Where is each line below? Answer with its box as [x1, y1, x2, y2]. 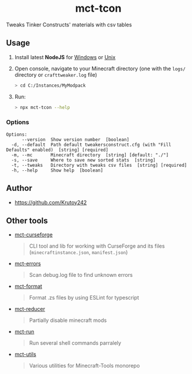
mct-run [14, 328, 35, 335]
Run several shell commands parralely [29, 339, 122, 346]
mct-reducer [14, 306, 46, 313]
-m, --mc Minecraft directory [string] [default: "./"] [11, 152, 169, 158]
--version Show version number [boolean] [21, 136, 130, 142]
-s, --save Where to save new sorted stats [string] [11, 157, 156, 163]
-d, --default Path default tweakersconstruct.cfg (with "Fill [11, 142, 172, 147]
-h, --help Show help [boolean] [11, 167, 104, 173]
